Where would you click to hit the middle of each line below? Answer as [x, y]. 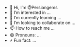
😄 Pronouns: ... [25, 35]
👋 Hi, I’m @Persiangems [34, 7]
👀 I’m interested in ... [30, 12]
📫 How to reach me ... [32, 28]
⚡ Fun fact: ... [23, 40]
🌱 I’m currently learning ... [35, 18]
